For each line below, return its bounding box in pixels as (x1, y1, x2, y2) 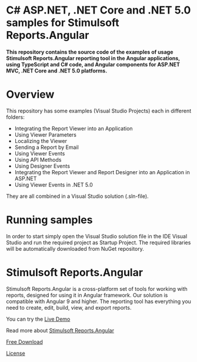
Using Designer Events (14, 162, 71, 170)
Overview (6, 88, 55, 101)
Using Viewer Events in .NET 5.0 (14, 181, 93, 188)
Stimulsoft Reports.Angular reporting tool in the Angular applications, (6, 54, 181, 62)
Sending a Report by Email (14, 144, 79, 151)
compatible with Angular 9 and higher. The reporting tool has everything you (6, 298, 191, 305)
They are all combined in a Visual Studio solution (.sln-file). (6, 192, 149, 200)
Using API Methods (14, 156, 62, 163)
